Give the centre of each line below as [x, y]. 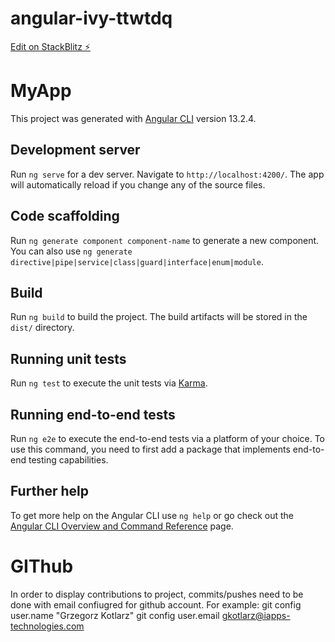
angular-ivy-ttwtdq [91, 18]
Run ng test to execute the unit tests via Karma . [109, 383]
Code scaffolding [65, 216]
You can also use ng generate [71, 251]
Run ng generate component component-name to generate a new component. [165, 240]
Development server [75, 150]
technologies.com [47, 626]
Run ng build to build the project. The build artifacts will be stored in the [159, 317]
